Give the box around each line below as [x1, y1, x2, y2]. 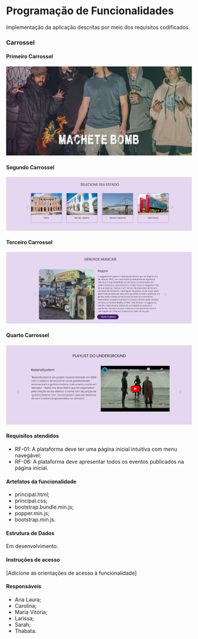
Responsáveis [6, 583, 42, 590]
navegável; [14, 451, 42, 458]
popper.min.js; [14, 510, 50, 517]
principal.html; [14, 491, 50, 498]
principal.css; [14, 497, 48, 504]
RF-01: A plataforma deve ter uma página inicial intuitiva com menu [14, 445, 178, 453]
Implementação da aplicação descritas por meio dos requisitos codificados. [6, 24, 190, 31]
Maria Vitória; [14, 608, 48, 615]
